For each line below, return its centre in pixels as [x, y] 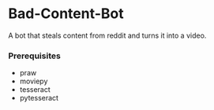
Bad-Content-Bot [66, 14]
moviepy [34, 81]
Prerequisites [34, 56]
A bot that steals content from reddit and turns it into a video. [107, 35]
